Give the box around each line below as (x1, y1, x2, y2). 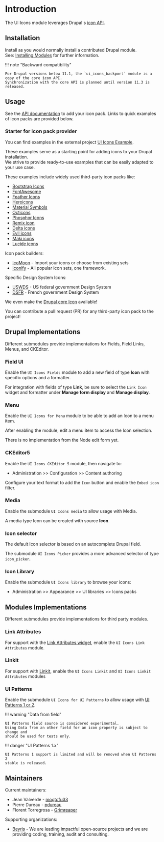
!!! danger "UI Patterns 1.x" (5, 743, 59, 749)
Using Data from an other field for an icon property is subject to (5, 726, 148, 730)
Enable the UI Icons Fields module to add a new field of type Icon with (5, 369, 150, 375)
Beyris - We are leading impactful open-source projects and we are (12, 826, 148, 832)
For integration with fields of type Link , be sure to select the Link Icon (5, 384, 147, 390)
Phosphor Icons (12, 215, 45, 221)
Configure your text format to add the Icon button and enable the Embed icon (5, 479, 159, 485)
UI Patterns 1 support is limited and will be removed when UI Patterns (5, 752, 157, 757)
